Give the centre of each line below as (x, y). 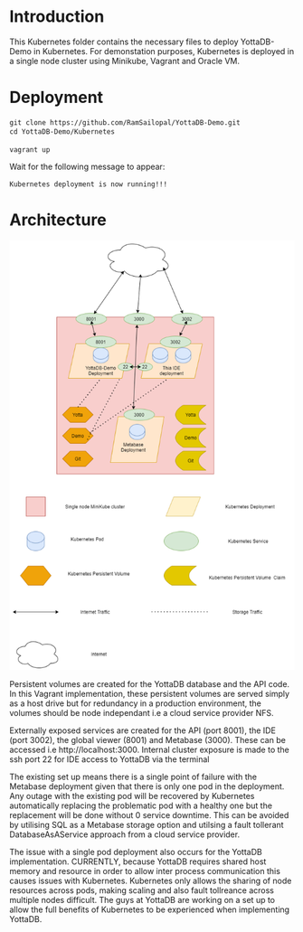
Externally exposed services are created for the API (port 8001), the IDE (142, 730)
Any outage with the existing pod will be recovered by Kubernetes (132, 795)
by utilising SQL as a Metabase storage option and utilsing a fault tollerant (147, 824)
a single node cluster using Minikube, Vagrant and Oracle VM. (124, 61)
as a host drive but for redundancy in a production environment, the (136, 703)
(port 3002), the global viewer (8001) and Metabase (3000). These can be (148, 739)
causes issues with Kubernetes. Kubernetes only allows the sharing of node (151, 880)
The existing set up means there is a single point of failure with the (133, 777)
